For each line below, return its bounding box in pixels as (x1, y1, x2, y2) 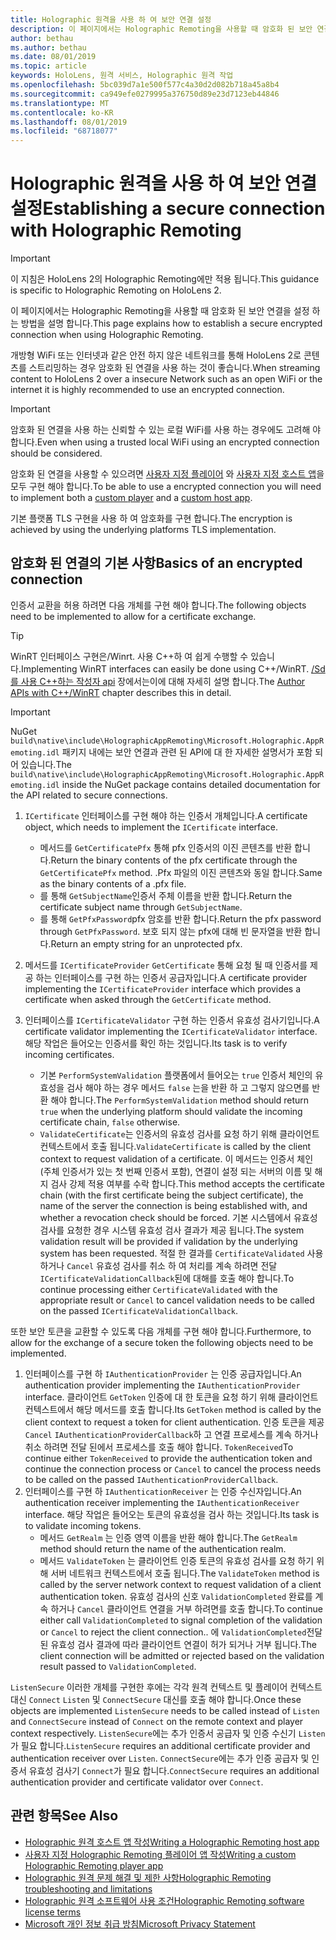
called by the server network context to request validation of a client (39, 1578, 322, 1590)
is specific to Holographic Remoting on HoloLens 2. (10, 284, 222, 296)
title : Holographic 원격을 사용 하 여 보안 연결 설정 (10, 14, 212, 25)
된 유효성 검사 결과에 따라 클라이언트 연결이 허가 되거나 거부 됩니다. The (39, 1638, 318, 1650)
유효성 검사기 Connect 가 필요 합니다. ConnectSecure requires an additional (28, 1764, 320, 1776)
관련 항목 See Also (10, 1807, 119, 1825)
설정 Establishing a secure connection (10, 197, 326, 220)
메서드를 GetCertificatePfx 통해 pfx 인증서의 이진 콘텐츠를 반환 (39, 841, 293, 853)
